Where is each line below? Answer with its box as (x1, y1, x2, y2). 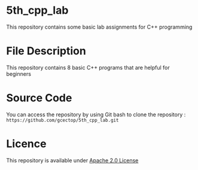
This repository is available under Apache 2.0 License (6, 156, 139, 164)
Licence (6, 137, 47, 150)
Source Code (6, 91, 72, 105)
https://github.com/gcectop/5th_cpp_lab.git (6, 117, 119, 123)
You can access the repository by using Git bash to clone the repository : (6, 111, 186, 118)
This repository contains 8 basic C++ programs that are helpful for (6, 64, 170, 71)
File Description (6, 44, 87, 58)
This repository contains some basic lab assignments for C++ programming (6, 23, 193, 30)
